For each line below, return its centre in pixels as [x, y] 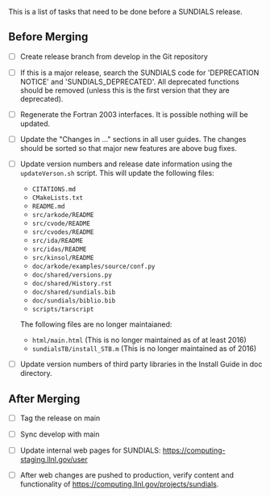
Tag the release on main [60, 418]
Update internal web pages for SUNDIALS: [90, 450]
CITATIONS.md [54, 190]
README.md [49, 207]
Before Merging [48, 37]
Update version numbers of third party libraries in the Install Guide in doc [141, 364]
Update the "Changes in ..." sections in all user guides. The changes [133, 139]
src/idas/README [59, 249]
